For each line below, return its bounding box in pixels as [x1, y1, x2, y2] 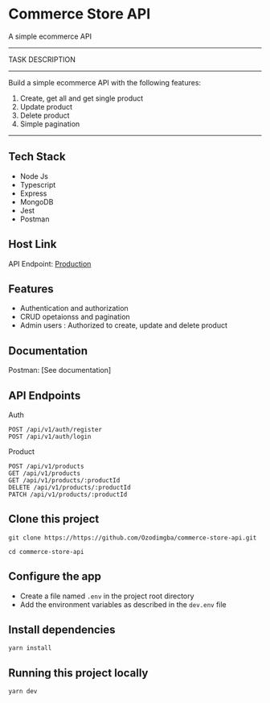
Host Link [8, 238, 57, 251]
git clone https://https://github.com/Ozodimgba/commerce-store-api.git [8, 533, 257, 542]
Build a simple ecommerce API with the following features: [8, 77, 202, 87]
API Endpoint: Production [8, 258, 92, 268]
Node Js [19, 171, 48, 181]
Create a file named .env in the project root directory [19, 591, 194, 601]
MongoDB [19, 196, 54, 206]
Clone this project [8, 512, 100, 526]
